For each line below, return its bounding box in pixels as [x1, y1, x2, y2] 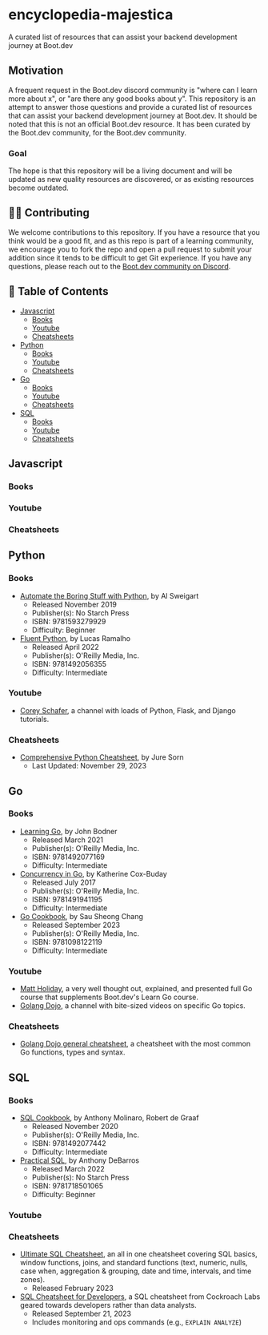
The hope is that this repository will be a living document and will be [8, 166, 233, 175]
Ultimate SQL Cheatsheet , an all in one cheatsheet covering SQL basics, [19, 1249, 258, 1259]
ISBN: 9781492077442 [31, 1139, 106, 1148]
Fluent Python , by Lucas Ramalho [19, 633, 130, 643]
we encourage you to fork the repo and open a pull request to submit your [8, 244, 252, 254]
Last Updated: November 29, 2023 [31, 761, 146, 771]
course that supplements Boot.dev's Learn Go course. [19, 992, 198, 1002]
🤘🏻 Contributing [8, 206, 90, 220]
